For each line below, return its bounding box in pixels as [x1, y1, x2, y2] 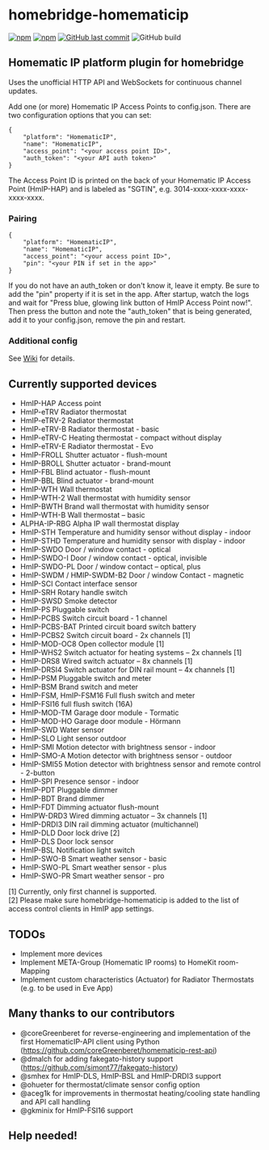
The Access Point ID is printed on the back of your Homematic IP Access [8, 175, 251, 185]
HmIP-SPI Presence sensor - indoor [19, 776, 140, 786]
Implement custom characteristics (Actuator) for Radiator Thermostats [19, 975, 254, 984]
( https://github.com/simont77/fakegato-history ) [19, 1062, 179, 1072]
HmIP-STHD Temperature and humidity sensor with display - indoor [19, 536, 246, 546]
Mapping [19, 966, 50, 975]
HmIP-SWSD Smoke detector [19, 596, 118, 606]
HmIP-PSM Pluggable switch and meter [19, 674, 152, 683]
